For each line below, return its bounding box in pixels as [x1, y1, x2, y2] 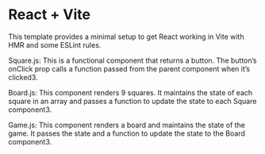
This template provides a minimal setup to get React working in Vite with [8, 32, 244, 41]
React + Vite [8, 6, 91, 24]
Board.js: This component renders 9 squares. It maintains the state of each [8, 87, 253, 97]
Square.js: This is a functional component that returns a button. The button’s [8, 56, 257, 65]
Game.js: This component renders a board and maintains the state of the [8, 120, 246, 129]
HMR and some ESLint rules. [8, 40, 102, 49]
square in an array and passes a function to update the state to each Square [8, 96, 257, 106]
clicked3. [8, 72, 38, 82]
